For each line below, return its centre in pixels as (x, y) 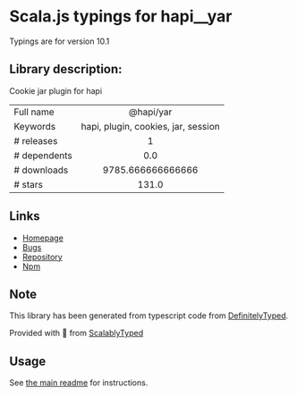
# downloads (41, 170)
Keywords (35, 126)
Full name (34, 112)
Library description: (66, 69)
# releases (36, 140)
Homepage (43, 238)
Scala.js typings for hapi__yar (121, 17)
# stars (28, 184)
